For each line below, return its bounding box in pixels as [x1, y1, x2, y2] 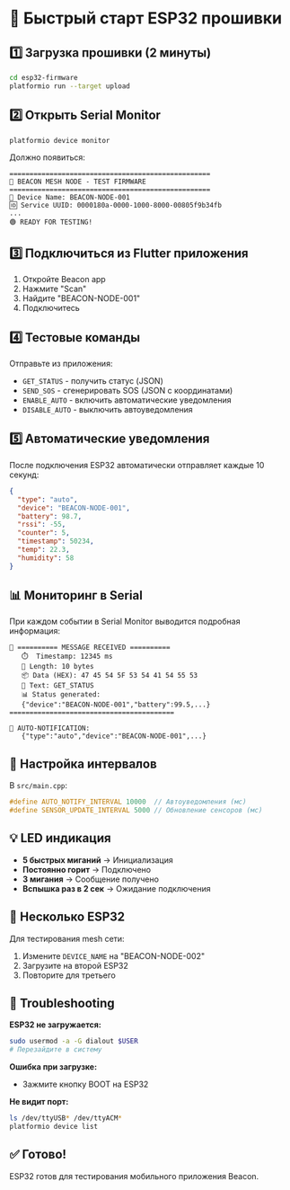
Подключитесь [22, 303, 81, 314]
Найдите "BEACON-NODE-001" [22, 293, 141, 304]
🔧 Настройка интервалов [9, 756, 157, 771]
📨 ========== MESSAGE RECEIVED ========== [9, 643, 171, 653]
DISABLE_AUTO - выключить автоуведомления [22, 404, 193, 415]
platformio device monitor [9, 136, 110, 145]
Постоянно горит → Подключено [22, 864, 151, 875]
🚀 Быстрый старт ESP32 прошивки [9, 8, 283, 29]
